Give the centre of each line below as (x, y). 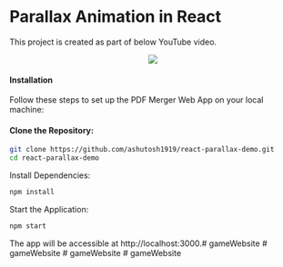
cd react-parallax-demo (55, 158)
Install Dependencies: (50, 175)
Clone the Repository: (51, 130)
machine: (27, 110)
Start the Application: (49, 209)
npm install (32, 193)
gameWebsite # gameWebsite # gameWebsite (96, 252)
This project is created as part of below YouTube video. (113, 42)
